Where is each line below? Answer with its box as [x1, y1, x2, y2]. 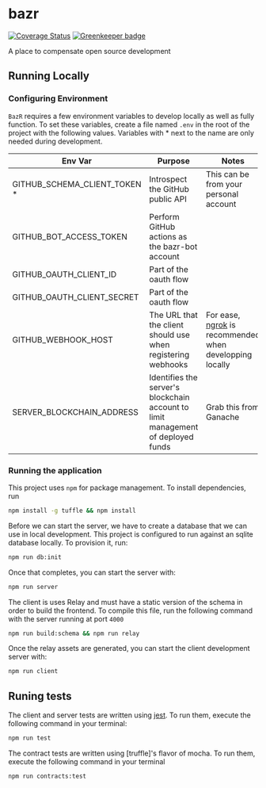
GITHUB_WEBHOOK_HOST [12, 334, 113, 345]
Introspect [149, 174, 188, 185]
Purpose [157, 155, 190, 166]
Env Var [62, 155, 93, 166]
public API [149, 193, 188, 205]
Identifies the [149, 372, 198, 383]
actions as [149, 231, 188, 242]
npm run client [8, 668, 59, 675]
